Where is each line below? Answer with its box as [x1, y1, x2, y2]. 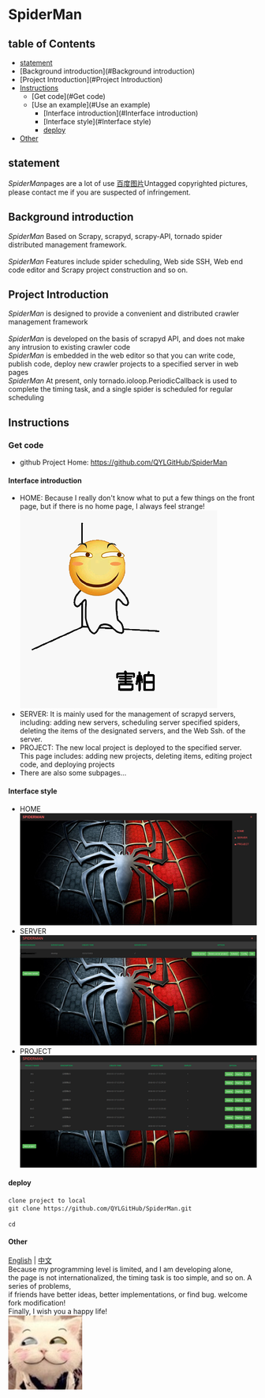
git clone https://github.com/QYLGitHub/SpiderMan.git [8, 1204, 192, 1212]
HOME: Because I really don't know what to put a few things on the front [19, 493, 255, 503]
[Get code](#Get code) [31, 92, 106, 100]
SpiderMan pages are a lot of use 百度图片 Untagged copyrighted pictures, [8, 178, 248, 188]
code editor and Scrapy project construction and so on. [8, 265, 188, 275]
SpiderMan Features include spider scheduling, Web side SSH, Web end [8, 256, 243, 266]
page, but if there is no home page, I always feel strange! [19, 502, 205, 511]
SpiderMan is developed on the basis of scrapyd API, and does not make [8, 334, 245, 343]
